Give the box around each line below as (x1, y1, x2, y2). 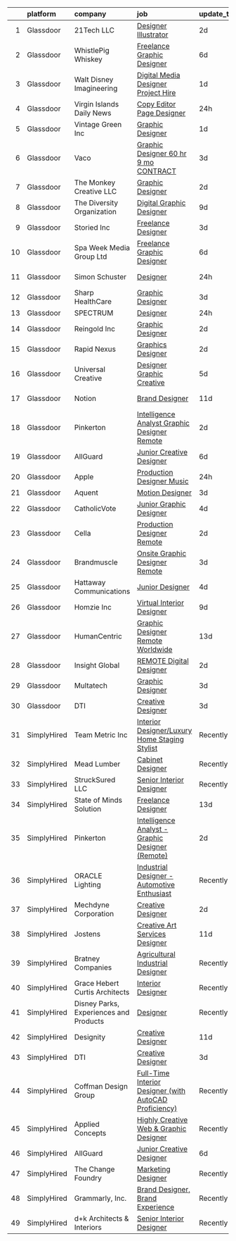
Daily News (74, 109, 112, 118)
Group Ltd (74, 252, 107, 261)
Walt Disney (74, 75, 114, 84)
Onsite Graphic (136, 549, 187, 558)
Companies (74, 963, 112, 972)
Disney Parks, (74, 999, 119, 1008)
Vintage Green (74, 120, 122, 129)
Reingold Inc (74, 324, 116, 333)
